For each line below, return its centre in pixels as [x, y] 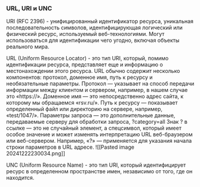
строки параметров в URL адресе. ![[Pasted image [70, 147]
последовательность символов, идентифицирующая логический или [95, 27]
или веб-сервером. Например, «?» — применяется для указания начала [99, 141]
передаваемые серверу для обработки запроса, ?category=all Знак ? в [97, 122]
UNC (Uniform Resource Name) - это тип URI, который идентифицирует [96, 165]
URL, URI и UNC [29, 8]
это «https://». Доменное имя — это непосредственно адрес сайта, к [95, 96]
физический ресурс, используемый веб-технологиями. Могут [85, 34]
